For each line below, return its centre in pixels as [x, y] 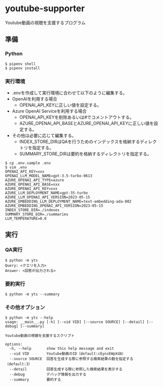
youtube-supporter [45, 9]
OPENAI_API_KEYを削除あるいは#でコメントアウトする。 [77, 117]
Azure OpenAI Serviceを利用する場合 [49, 111]
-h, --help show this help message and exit [62, 349]
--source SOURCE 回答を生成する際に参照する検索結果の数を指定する [72, 359]
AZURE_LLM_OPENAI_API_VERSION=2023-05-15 [48, 197]
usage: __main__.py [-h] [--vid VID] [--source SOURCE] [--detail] [75, 322]
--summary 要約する [35, 380]
